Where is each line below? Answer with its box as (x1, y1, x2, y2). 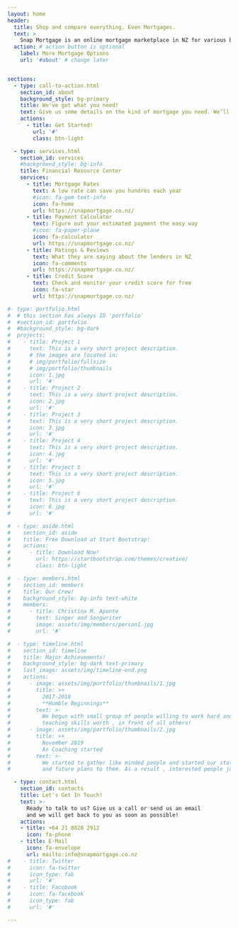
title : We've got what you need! (20, 102, 119, 109)
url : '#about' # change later (20, 57, 110, 64)
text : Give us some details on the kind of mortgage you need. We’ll (20, 108, 230, 116)
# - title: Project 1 (7, 338, 81, 346)
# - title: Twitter (7, 857, 74, 865)
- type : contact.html (13, 778, 78, 786)
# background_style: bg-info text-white (7, 595, 138, 602)
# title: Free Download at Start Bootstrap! (7, 536, 151, 543)
